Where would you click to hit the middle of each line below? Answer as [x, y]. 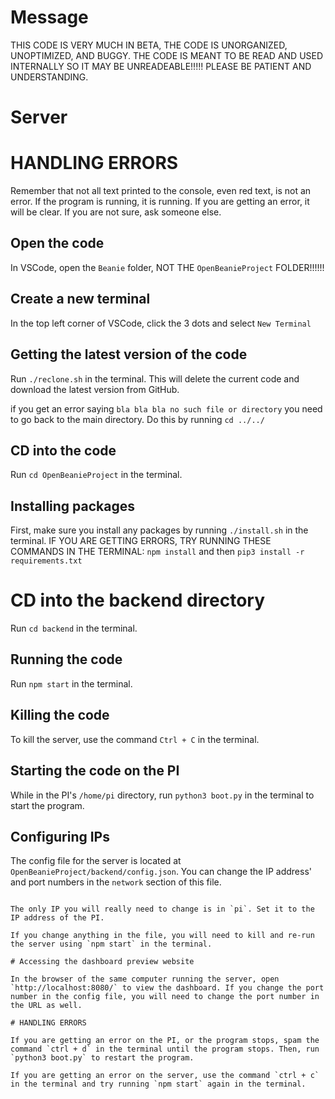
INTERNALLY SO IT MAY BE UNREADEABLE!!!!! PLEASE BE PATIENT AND [161, 66]
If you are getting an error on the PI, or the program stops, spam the [165, 1041]
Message [49, 17]
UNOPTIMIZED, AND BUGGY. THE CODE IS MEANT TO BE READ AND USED [167, 55]
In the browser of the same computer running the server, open [145, 979]
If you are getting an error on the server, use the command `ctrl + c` [165, 1076]
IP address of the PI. [57, 918]
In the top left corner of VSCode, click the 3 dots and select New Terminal [161, 323]
